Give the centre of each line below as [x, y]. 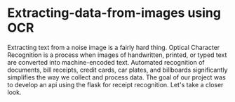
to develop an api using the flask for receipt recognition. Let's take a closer [115, 84]
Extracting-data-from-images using [114, 13]
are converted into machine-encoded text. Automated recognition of [106, 62]
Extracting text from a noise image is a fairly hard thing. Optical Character [114, 47]
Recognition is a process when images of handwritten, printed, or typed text [117, 55]
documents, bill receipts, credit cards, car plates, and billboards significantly [117, 70]
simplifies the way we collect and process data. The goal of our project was [116, 77]
